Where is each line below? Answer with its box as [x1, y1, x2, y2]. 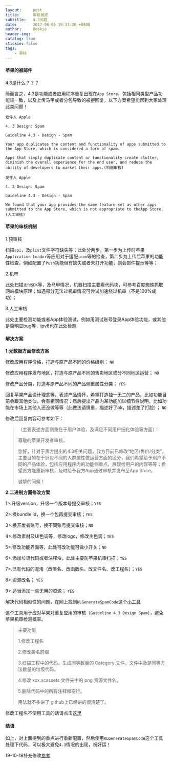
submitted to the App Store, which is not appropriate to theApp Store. [5, 206, 164, 211]
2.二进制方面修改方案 [5, 489, 50, 495]
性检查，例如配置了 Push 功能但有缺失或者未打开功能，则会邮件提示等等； [5, 259, 158, 265]
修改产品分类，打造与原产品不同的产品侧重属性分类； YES [5, 381, 126, 387]
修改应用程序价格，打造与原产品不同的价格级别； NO [5, 359, 115, 365]
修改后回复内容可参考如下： [5, 415, 64, 422]
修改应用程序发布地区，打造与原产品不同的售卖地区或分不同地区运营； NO [5, 370, 160, 376]
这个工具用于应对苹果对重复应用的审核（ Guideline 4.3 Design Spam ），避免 [5, 610, 164, 616]
